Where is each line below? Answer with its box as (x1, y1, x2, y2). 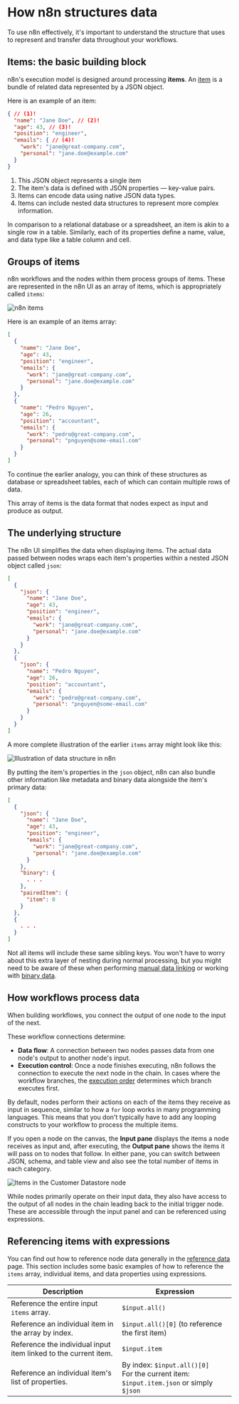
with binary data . (7, 972, 57, 979)
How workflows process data (7, 992, 140, 1004)
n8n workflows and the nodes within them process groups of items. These (7, 275, 225, 284)
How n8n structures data (7, 4, 158, 21)
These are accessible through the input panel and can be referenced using (7, 1207, 226, 1215)
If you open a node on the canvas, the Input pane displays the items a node (7, 1134, 229, 1143)
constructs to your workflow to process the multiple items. (7, 1120, 179, 1129)
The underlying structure (7, 527, 122, 539)
